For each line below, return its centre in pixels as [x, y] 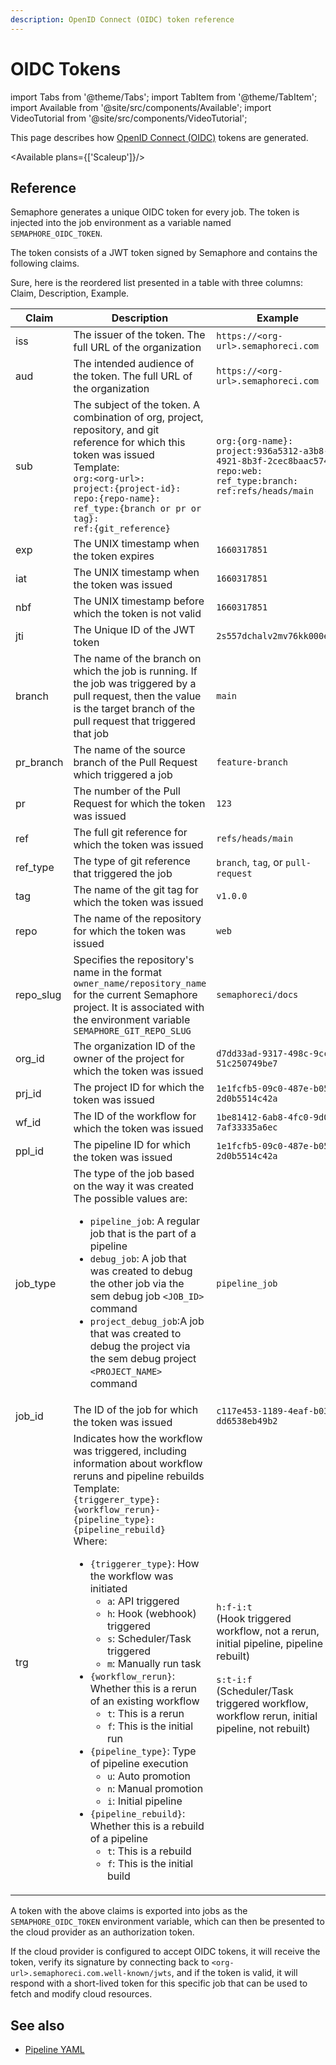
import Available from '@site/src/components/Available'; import [141, 107]
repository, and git [116, 430]
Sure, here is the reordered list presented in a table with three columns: [156, 283]
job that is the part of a [143, 1234]
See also [37, 2025]
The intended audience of [134, 364]
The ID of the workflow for [135, 1116]
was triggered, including [130, 1451]
